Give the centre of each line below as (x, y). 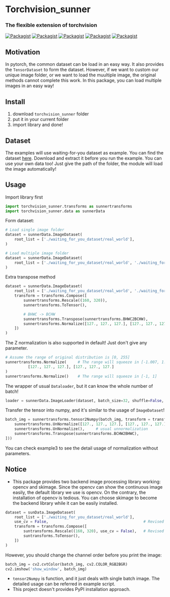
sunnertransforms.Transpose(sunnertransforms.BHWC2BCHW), (86, 319)
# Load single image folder (35, 230)
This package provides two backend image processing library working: (87, 482)
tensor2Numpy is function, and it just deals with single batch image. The (86, 579)
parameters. (18, 453)
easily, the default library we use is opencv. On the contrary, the (79, 492)
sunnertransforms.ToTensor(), (55, 305)
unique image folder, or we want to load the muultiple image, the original (81, 75)
